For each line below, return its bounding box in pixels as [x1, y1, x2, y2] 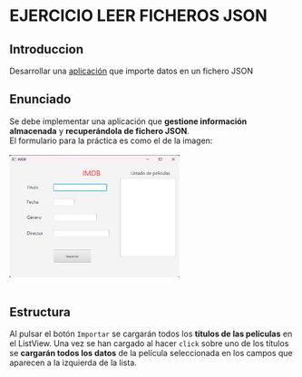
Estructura [9, 304, 71, 320]
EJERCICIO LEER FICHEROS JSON [9, 5, 268, 26]
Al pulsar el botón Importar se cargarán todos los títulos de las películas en [9, 328, 293, 340]
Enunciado [9, 92, 72, 107]
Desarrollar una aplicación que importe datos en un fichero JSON [9, 65, 254, 76]
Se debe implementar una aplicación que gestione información [9, 115, 248, 127]
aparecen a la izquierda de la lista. [9, 357, 138, 368]
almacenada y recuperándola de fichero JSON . [9, 125, 190, 136]
